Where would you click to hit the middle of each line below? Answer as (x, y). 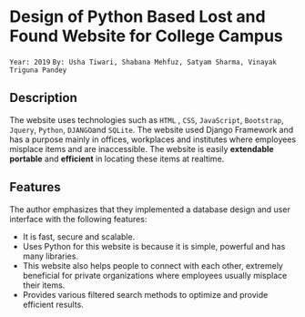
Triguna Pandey (38, 70)
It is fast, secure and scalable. (79, 236)
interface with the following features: (78, 219)
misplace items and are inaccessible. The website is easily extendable (142, 148)
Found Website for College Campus (147, 36)
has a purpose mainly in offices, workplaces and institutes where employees (153, 139)
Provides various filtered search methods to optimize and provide (145, 294)
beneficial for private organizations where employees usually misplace (155, 275)
